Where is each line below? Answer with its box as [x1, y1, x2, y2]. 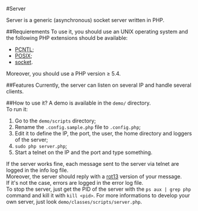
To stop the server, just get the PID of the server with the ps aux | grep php [6, 185, 191, 193]
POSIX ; [14, 52, 33, 59]
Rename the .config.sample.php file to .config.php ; [14, 124, 141, 130]
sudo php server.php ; [14, 143, 68, 149]
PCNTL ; [14, 46, 34, 53]
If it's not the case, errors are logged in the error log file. [6, 179, 143, 186]
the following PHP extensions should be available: [6, 34, 128, 41]
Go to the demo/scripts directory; [14, 117, 96, 124]
